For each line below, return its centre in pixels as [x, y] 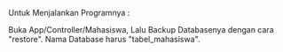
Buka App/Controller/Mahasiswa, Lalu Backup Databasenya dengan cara [141, 30]
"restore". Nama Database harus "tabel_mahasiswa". [104, 39]
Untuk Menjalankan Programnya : [69, 13]
